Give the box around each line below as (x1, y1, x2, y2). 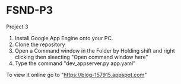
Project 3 (6, 23, 28, 30)
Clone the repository (14, 41, 65, 48)
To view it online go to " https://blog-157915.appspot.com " (6, 71, 147, 78)
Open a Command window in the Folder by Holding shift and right (14, 47, 175, 54)
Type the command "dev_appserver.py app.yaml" (14, 60, 136, 67)
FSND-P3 (6, 4, 53, 17)
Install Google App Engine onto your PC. (14, 34, 113, 41)
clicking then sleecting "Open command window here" (14, 53, 148, 60)
